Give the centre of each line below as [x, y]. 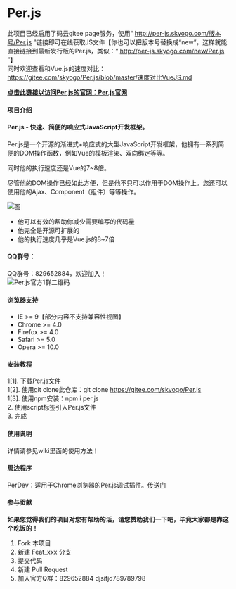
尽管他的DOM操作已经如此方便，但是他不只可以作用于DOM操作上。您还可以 [117, 183]
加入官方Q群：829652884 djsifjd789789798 [81, 578]
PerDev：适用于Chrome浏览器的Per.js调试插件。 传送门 [87, 485]
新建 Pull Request [42, 569]
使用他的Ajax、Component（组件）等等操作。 [74, 191]
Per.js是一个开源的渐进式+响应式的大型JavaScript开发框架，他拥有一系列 [113, 144]
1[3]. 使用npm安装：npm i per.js [53, 398]
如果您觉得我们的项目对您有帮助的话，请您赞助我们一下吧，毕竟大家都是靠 [115, 519]
